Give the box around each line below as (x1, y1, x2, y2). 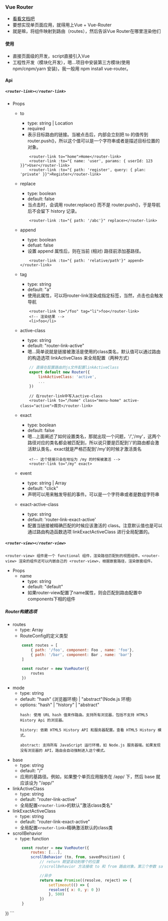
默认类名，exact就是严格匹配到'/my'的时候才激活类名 (32, 446, 142, 452)
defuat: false (27, 242, 54, 248)
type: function (20, 835, 49, 841)
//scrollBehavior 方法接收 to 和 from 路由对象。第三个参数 (39, 864, 156, 869)
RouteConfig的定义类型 (20, 633, 68, 639)
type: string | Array (27, 480, 67, 486)
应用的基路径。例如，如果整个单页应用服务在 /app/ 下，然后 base (20, 773, 155, 779)
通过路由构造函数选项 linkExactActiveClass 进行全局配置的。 (27, 529, 152, 535)
